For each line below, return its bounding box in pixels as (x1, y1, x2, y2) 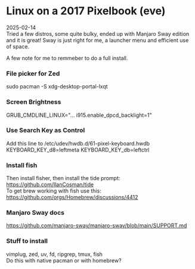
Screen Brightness (6, 98, 61, 106)
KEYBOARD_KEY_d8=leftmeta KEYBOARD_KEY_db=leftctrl (6, 146, 150, 153)
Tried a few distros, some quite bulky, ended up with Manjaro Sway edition (6, 30, 190, 37)
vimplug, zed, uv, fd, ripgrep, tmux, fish (6, 251, 103, 258)
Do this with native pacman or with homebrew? (6, 256, 122, 264)
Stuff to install (6, 237, 48, 245)
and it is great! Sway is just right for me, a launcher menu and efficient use (6, 36, 189, 44)
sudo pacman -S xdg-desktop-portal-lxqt (6, 83, 109, 90)
